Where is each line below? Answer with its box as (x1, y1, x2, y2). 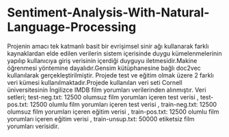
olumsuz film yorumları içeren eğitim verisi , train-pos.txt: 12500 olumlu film (7, 108, 219, 116)
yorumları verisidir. (7, 122, 59, 130)
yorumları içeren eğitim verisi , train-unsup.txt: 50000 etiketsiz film (7, 114, 195, 123)
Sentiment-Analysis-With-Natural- (7, 5, 210, 21)
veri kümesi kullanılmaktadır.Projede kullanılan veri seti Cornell (7, 78, 183, 86)
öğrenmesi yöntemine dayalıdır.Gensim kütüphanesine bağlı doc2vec (7, 64, 202, 72)
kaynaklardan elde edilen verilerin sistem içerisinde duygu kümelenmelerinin (7, 49, 222, 58)
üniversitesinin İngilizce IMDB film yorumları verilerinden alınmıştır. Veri (7, 86, 206, 94)
